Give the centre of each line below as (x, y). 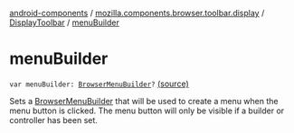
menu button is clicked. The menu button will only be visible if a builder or (147, 111)
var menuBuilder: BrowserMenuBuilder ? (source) (99, 84)
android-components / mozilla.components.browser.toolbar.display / (137, 13)
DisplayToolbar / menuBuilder (64, 22)
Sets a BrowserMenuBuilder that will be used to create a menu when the (144, 101)
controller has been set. (53, 120)
